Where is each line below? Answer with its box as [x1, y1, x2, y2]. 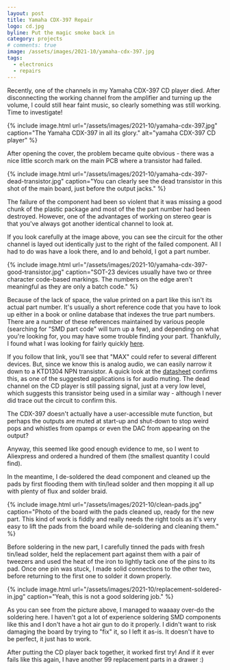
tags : [7, 55, 23, 62]
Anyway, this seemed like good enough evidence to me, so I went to [7, 445, 200, 453]
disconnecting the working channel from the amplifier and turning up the [7, 93, 212, 101]
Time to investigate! [7, 108, 63, 116]
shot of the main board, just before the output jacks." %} [7, 184, 166, 193]
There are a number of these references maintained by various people [7, 317, 205, 325]
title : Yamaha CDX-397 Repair [7, 16, 94, 23]
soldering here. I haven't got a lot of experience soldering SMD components [7, 612, 221, 621]
